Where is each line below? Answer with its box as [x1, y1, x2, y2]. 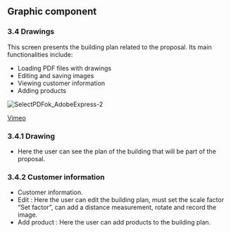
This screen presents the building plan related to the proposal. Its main [7, 42, 213, 51]
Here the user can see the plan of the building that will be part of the [17, 147, 216, 156]
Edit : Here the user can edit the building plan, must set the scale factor [17, 196, 224, 204]
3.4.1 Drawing [7, 131, 55, 141]
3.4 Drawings [7, 27, 55, 37]
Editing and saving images [17, 71, 94, 80]
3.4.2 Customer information [7, 172, 106, 182]
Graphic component [7, 6, 97, 18]
